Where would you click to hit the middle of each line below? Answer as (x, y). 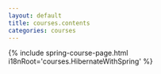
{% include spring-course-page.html (68, 53)
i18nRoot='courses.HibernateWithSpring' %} (80, 61)
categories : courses (42, 30)
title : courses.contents (49, 23)
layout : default (35, 16)
